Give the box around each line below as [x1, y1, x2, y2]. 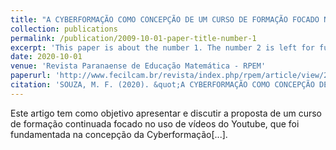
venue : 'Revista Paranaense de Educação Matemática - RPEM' [10, 61, 267, 71]
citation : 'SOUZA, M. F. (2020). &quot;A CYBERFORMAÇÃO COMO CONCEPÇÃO [10, 80, 315, 90]
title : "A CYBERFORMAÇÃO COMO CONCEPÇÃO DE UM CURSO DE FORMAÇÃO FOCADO [10, 14, 320, 25]
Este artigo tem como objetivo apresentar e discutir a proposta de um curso [10, 107, 322, 119]
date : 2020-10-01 [10, 52, 83, 62]
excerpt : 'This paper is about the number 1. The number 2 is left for [10, 42, 315, 53]
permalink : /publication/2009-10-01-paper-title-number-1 [10, 33, 257, 43]
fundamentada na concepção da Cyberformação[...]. [10, 128, 228, 140]
